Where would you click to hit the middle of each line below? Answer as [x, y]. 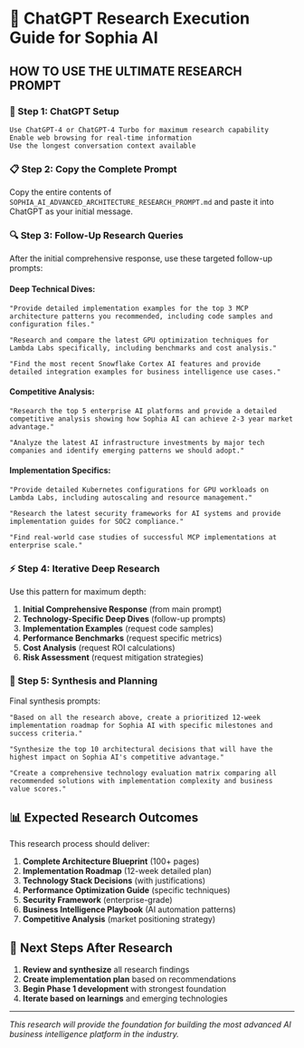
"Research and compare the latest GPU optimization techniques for [139, 340]
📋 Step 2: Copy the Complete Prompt [94, 169]
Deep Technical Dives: [52, 289]
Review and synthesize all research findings [106, 970]
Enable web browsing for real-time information [101, 138]
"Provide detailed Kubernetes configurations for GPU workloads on [139, 490]
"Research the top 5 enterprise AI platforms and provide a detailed [143, 411]
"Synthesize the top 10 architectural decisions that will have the [141, 749]
